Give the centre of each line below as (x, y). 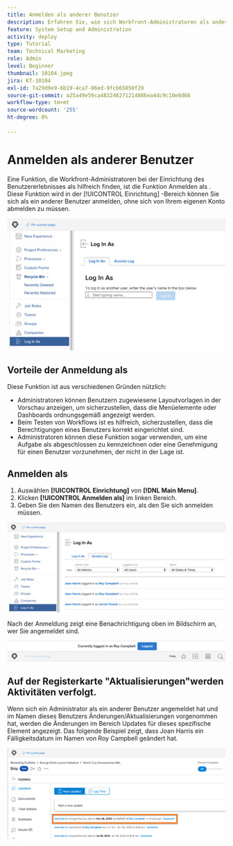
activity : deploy (32, 37)
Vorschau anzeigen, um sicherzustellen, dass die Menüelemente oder (117, 408)
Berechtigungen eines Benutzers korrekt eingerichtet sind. (101, 430)
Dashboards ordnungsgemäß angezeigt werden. (86, 415)
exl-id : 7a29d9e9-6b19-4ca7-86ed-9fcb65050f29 (76, 88)
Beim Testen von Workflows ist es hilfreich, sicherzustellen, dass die (115, 422)
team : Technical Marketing (46, 51)
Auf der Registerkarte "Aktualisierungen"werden (115, 681)
